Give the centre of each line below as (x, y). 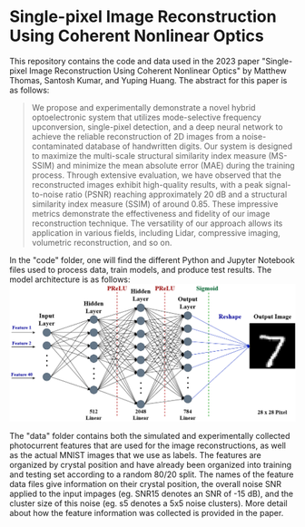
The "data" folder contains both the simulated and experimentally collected (150, 435)
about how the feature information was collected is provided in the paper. (147, 512)
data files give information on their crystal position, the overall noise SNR (145, 483)
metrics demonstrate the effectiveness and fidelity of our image (151, 213)
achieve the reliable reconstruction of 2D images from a (136, 136)
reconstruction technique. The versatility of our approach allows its (157, 223)
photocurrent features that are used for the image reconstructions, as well (148, 445)
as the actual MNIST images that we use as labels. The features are (135, 454)
